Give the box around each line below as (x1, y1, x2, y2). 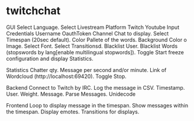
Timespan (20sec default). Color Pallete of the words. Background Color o (6, 36, 187, 43)
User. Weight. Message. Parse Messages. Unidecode (6, 90, 136, 97)
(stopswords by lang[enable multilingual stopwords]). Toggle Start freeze (6, 48, 185, 55)
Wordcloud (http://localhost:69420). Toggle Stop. (6, 73, 127, 80)
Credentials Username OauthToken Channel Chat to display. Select (6, 30, 169, 37)
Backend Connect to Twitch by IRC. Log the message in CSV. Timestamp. (6, 84, 185, 91)
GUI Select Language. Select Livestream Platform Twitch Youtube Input (6, 24, 179, 31)
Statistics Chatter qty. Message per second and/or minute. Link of (6, 66, 167, 73)
